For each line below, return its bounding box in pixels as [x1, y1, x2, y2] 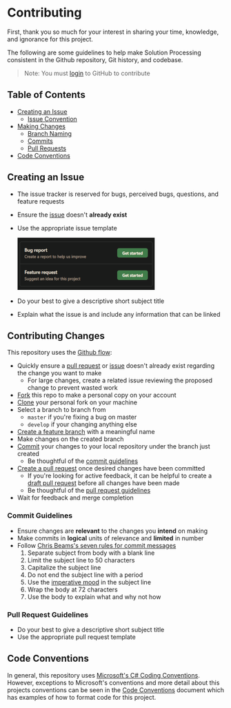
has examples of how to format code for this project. [7, 693, 157, 701]
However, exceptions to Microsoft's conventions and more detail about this [7, 678, 220, 687]
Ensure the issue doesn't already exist [17, 210, 128, 219]
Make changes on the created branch [17, 435, 124, 443]
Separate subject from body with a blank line [27, 549, 155, 557]
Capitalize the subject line [27, 563, 101, 571]
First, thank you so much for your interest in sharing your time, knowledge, [7, 28, 219, 36]
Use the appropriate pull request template [17, 633, 136, 641]
